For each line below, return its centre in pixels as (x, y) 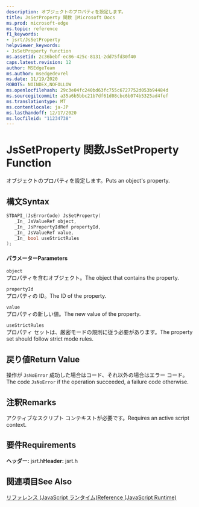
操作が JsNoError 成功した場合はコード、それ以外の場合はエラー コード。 (97, 375)
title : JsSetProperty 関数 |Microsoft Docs (61, 17)
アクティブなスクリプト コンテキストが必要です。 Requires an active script (98, 418)
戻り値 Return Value (43, 359)
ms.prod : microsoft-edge (37, 23)
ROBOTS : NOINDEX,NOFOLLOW (39, 85)
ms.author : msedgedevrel (37, 74)
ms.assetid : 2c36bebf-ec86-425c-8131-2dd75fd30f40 (71, 57)
